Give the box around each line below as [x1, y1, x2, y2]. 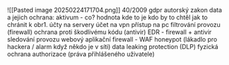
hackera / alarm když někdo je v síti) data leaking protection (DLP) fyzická [7, 43, 219, 50]
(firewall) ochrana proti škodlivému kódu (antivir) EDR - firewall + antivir [7, 28, 212, 36]
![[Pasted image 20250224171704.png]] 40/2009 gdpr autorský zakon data [7, 6, 222, 14]
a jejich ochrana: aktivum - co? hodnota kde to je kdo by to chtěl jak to [7, 13, 208, 21]
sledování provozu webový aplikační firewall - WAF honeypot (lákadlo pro [7, 35, 217, 44]
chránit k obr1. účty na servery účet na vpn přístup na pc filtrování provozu [7, 21, 221, 28]
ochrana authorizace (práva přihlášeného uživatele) [7, 50, 155, 58]
